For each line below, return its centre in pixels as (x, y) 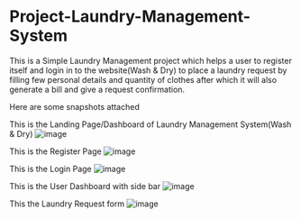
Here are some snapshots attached (74, 106)
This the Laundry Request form (67, 204)
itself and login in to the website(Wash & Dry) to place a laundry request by (148, 70)
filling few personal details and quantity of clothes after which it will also (143, 79)
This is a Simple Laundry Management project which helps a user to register (151, 60)
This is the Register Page (55, 151)
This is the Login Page (50, 168)
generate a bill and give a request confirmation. (97, 89)
